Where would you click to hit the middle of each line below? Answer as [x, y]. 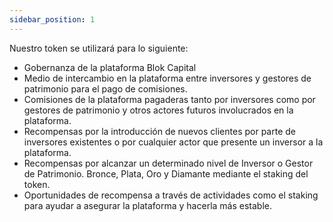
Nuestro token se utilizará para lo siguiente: [99, 48]
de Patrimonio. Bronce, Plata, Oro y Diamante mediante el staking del [166, 173]
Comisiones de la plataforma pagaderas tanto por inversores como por [169, 99]
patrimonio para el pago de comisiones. [105, 88]
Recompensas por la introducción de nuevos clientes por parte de [159, 131]
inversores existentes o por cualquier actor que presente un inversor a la [173, 142]
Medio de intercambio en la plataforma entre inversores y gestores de [167, 78]
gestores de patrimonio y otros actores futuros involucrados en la [158, 110]
